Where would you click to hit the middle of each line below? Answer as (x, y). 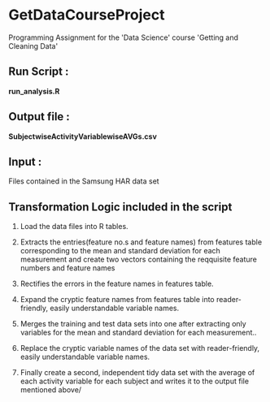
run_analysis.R (34, 91)
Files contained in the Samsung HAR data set (84, 181)
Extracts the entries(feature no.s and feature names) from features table (141, 242)
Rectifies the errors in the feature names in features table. (117, 284)
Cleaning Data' (33, 45)
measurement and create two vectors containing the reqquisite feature (139, 259)
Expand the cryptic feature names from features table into (118, 300)
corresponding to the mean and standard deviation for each (120, 251)
